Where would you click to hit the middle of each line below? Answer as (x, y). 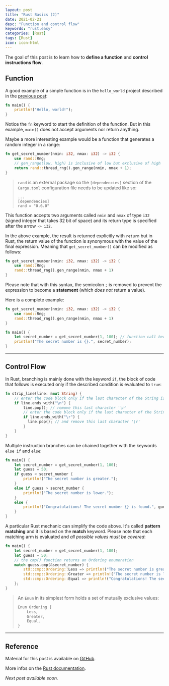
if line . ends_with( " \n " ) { (43, 403)
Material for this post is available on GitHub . (50, 658)
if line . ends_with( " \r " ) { (52, 417)
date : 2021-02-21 (23, 19)
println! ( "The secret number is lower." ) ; (68, 493)
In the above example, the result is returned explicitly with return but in (79, 236)
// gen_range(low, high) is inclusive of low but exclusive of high (88, 163)
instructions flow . (24, 62)
